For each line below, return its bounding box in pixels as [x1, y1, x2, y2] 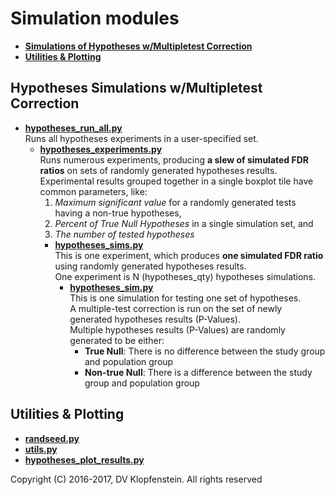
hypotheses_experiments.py [39, 143, 163, 155]
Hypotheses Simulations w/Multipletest [10, 80, 263, 97]
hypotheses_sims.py [54, 238, 144, 251]
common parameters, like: [39, 185, 148, 197]
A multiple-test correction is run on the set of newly [69, 302, 283, 314]
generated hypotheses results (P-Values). [69, 313, 241, 325]
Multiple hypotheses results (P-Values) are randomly [69, 323, 286, 336]
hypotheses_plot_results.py [24, 453, 145, 466]
